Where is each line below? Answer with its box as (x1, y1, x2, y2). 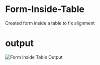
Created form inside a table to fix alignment (5, 20, 95, 26)
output (5, 37, 34, 49)
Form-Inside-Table (5, 3, 84, 15)
